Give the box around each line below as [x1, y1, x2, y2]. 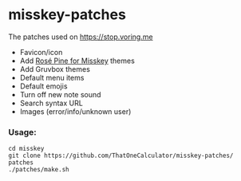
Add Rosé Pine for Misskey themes [19, 56, 136, 65]
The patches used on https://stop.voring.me [8, 32, 153, 41]
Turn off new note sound [19, 89, 101, 99]
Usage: [8, 126, 38, 137]
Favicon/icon [19, 47, 63, 57]
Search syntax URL [19, 98, 84, 108]
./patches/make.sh [8, 166, 69, 174]
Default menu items [19, 73, 85, 82]
